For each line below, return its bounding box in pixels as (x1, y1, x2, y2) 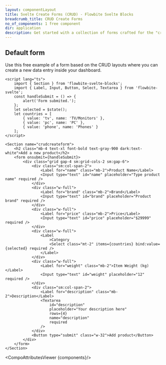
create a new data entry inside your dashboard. (5, 67, 102, 73)
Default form (5, 49, 45, 57)
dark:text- (120, 146, 142, 151)
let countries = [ (14, 111, 52, 117)
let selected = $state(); (14, 107, 68, 112)
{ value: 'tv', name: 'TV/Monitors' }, (23, 116, 105, 121)
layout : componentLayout (5, 7, 56, 12)
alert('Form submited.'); (23, 98, 77, 103)
